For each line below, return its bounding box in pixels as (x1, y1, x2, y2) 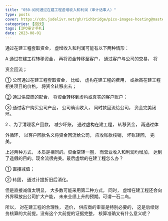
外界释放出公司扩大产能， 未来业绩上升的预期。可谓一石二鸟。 (5, 193, 133, 199)
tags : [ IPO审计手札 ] (5, 26, 45, 31)
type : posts (5, 12, 30, 17)
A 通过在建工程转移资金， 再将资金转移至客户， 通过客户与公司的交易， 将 (5, 56, 158, 62)
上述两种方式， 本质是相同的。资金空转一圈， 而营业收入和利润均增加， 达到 (5, 149, 162, 155)
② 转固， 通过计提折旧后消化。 (5, 176, 71, 182)
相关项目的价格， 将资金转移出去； (5, 83, 76, 89)
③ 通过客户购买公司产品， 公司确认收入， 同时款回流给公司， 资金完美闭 (5, 105, 156, 110)
